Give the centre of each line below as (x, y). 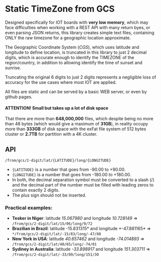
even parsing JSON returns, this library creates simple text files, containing (80, 32)
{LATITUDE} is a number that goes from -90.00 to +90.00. (69, 169)
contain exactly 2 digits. (36, 190)
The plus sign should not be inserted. (49, 195)
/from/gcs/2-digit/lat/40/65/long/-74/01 (54, 245)
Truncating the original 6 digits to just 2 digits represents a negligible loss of (80, 77)
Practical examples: (29, 208)
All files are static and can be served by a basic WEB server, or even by (76, 92)
